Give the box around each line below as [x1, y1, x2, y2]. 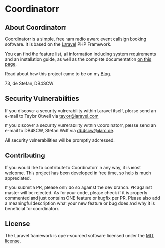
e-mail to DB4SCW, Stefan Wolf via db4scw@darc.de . [5, 127, 115, 133]
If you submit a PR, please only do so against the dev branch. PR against [5, 185, 152, 190]
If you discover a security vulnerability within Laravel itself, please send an [5, 107, 156, 114]
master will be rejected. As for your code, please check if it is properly [5, 189, 148, 195]
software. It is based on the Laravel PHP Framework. [5, 41, 112, 47]
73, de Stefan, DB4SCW [5, 80, 54, 86]
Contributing [5, 152, 45, 160]
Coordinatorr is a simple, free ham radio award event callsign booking [5, 36, 147, 42]
